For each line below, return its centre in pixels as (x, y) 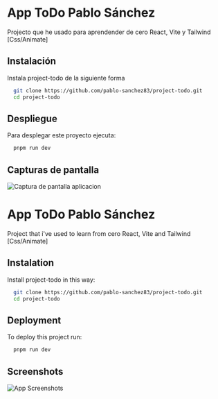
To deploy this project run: (45, 337)
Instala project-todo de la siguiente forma (66, 78)
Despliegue (32, 118)
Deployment (34, 320)
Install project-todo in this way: (51, 280)
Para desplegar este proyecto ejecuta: (62, 135)
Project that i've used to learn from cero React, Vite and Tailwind (99, 233)
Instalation (30, 263)
